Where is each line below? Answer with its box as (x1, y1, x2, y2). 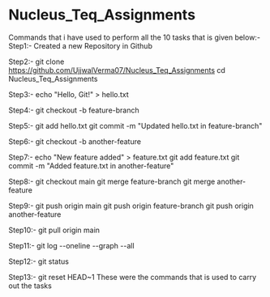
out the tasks (8, 281, 53, 291)
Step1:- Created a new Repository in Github (8, 40, 152, 50)
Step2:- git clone (8, 57, 65, 66)
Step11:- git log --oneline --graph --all (8, 240, 135, 250)
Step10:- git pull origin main (8, 225, 100, 235)
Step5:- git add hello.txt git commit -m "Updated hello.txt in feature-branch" (8, 121, 263, 130)
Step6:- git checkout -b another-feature (8, 136, 142, 146)
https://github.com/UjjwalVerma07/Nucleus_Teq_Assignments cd (8, 65, 225, 74)
